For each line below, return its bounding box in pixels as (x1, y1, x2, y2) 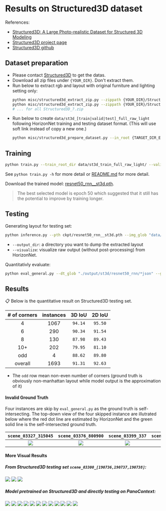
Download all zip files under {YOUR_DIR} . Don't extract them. (12, 77, 134, 83)
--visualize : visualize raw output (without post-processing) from (12, 246, 146, 252)
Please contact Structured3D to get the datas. (12, 72, 106, 78)
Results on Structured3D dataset (5, 3, 143, 14)
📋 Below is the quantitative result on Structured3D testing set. (5, 298, 132, 304)
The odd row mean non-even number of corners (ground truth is (12, 373, 142, 379)
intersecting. (5, 411, 31, 417)
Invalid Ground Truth (5, 394, 48, 400)
